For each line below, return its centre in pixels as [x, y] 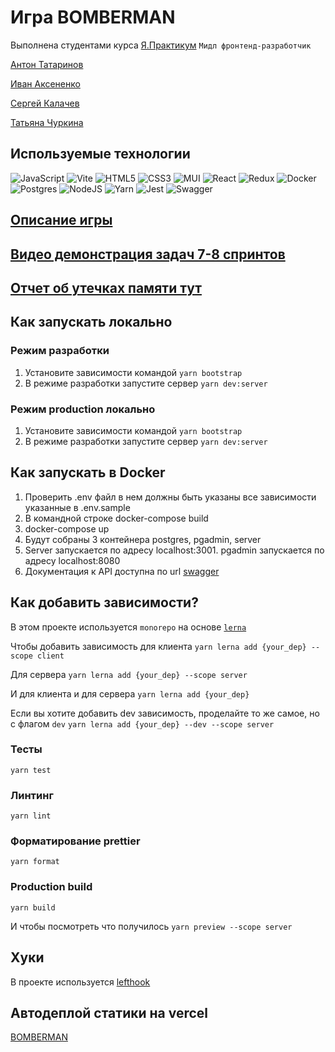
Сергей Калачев [45, 103]
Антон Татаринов [47, 64]
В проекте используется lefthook [80, 982]
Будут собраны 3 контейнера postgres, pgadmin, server [143, 539]
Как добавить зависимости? [104, 602]
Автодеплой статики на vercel [109, 1012]
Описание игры [61, 220]
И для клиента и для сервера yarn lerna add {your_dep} [130, 693]
